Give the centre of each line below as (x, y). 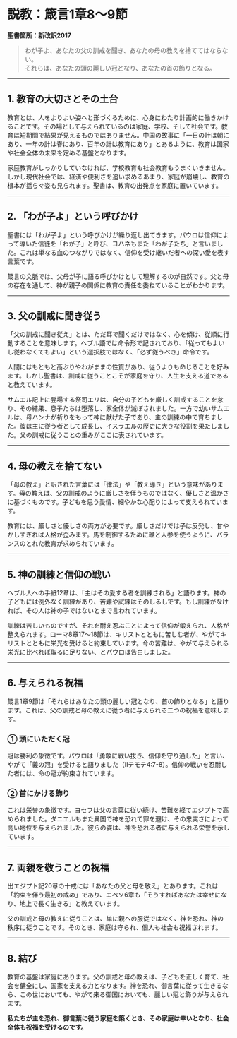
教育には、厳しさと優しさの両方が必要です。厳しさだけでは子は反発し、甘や (118, 526)
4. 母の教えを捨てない (55, 466)
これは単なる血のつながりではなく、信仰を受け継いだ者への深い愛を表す (124, 252)
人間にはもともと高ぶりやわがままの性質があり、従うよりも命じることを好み (118, 367)
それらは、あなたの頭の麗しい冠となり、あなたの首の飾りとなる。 (120, 68)
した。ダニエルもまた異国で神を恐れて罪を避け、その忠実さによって (130, 819)
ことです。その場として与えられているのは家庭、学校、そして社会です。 (117, 126)
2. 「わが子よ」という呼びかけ (73, 216)
